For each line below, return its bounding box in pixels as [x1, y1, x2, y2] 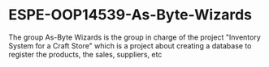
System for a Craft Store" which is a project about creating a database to [8, 40, 252, 50]
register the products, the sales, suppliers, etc [8, 49, 163, 59]
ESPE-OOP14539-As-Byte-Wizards [8, 6, 253, 24]
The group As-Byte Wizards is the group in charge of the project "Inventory [8, 32, 262, 42]
